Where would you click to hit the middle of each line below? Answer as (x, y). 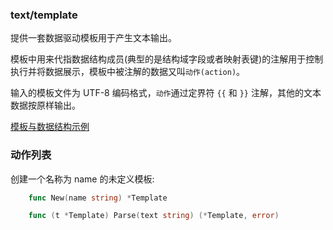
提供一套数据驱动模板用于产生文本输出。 (93, 38)
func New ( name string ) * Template (98, 198)
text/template (44, 15)
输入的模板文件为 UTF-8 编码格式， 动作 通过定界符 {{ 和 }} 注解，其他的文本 (166, 93)
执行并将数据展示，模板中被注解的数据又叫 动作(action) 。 (128, 72)
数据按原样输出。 (45, 105)
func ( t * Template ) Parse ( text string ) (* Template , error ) (154, 216)
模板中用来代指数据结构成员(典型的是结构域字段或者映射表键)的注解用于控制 (167, 59)
